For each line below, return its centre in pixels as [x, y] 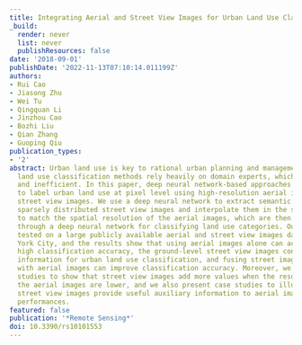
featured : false [40, 310]
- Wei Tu [26, 101]
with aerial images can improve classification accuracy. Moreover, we [155, 269]
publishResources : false [64, 51]
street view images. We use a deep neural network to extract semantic [155, 202]
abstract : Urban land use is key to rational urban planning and [134, 168]
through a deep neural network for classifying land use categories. [150, 226]
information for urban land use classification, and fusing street [147, 260]
